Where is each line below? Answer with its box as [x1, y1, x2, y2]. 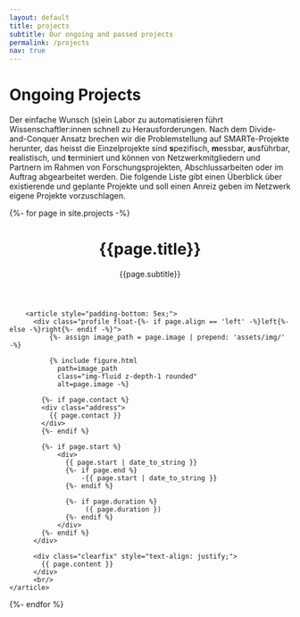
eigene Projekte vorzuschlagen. [9, 190, 127, 201]
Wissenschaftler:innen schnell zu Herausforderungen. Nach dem [9, 124, 247, 135]
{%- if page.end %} [65, 466, 138, 475]
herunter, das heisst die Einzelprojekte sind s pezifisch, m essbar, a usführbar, [9, 143, 291, 154]
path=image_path [56, 364, 118, 373]
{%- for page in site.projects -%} [9, 207, 131, 219]
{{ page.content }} [41, 560, 114, 569]
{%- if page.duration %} [65, 497, 158, 506]
